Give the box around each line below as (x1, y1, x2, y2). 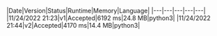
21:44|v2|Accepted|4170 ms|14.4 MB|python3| (6, 21, 140, 29)
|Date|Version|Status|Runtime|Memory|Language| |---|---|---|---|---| (6, 7, 206, 15)
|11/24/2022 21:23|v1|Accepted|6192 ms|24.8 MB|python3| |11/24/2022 (6, 14, 211, 22)
